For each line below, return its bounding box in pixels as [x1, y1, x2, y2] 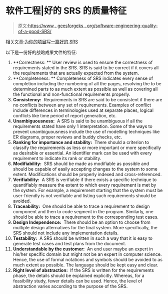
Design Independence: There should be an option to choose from [12, 219, 150, 225]
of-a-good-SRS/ [17, 28, 52, 34]
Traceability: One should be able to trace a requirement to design [12, 203, 150, 209]
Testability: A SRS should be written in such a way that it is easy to [12, 235, 153, 241]
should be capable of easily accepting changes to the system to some [12, 166, 158, 172]
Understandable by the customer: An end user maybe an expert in [12, 246, 153, 252]
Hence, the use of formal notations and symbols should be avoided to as [12, 256, 163, 262]
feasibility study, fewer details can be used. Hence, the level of [12, 277, 142, 284]
